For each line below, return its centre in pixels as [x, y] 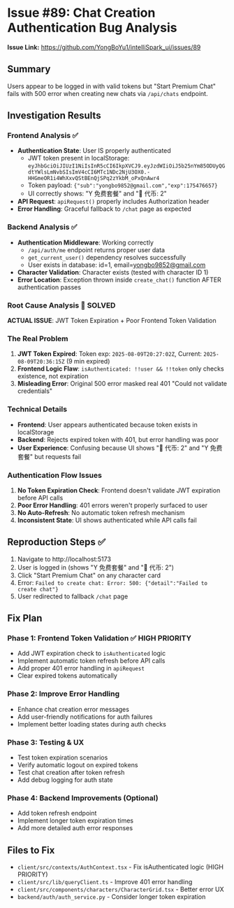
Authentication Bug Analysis [92, 28]
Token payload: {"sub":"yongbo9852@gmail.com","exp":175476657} [123, 185]
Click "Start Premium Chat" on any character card [89, 575]
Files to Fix [31, 850]
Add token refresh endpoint [57, 813]
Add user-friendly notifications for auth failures [85, 717]
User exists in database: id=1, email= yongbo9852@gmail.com [117, 265]
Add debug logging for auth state [65, 780]
